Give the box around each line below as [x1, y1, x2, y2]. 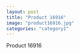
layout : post [6, 8, 39, 15]
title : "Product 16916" [6, 14, 67, 20]
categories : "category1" [6, 25, 69, 32]
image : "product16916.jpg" [6, 20, 75, 26]
